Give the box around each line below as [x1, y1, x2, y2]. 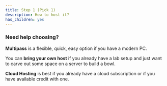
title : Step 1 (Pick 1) [5, 7, 56, 13]
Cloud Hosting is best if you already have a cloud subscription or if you [5, 70, 155, 76]
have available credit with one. [5, 76, 69, 82]
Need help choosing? [5, 34, 59, 41]
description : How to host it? [5, 12, 70, 17]
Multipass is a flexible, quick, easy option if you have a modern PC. [5, 45, 147, 51]
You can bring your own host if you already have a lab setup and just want [5, 55, 162, 61]
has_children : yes [5, 17, 44, 22]
